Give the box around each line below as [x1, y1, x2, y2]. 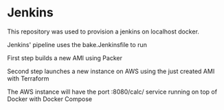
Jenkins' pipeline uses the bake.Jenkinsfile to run [7, 40, 148, 49]
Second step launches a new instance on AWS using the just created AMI [7, 67, 215, 75]
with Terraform [7, 74, 49, 83]
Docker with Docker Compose [7, 94, 93, 103]
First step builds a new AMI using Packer [7, 53, 122, 62]
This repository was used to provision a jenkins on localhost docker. [7, 27, 199, 36]
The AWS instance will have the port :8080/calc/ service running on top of [7, 87, 218, 96]
